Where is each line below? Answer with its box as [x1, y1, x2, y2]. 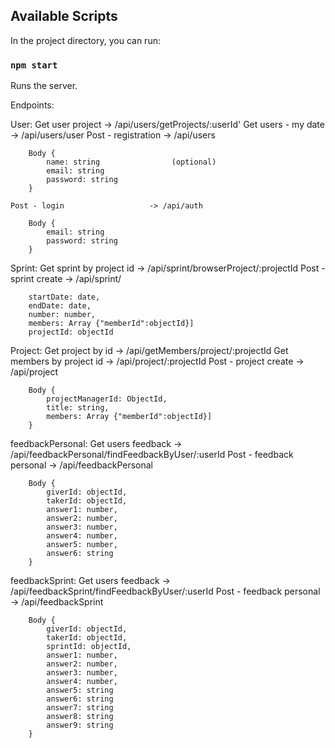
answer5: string [46, 685, 114, 696]
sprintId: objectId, [46, 642, 132, 652]
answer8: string [46, 712, 114, 722]
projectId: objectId [28, 327, 114, 338]
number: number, [28, 310, 97, 320]
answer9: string [46, 720, 114, 731]
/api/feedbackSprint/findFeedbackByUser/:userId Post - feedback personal [10, 585, 321, 598]
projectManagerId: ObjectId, [46, 394, 168, 404]
